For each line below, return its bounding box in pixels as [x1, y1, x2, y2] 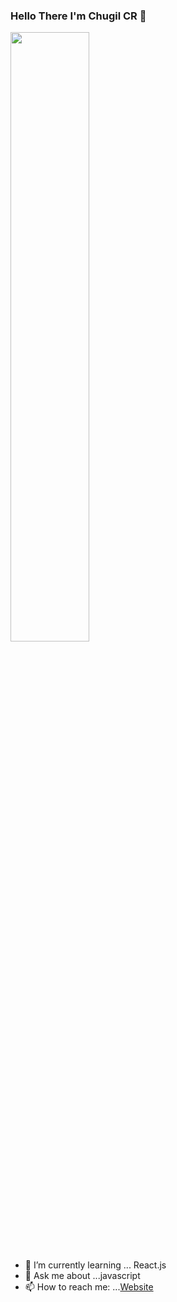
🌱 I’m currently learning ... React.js [24, 1259, 167, 1271]
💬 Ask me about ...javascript [24, 1270, 141, 1282]
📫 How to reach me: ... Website [24, 1281, 154, 1293]
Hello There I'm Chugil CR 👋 [10, 9, 147, 23]
